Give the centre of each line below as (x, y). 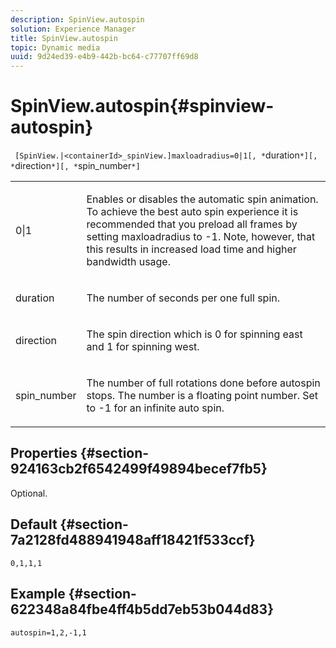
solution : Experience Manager (73, 29)
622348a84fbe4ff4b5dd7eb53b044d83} (142, 609)
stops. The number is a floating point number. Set (202, 396)
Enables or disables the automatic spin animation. (202, 199)
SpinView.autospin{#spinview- (142, 106)
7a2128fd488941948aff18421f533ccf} (133, 540)
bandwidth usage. (128, 262)
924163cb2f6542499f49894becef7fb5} (139, 469)
